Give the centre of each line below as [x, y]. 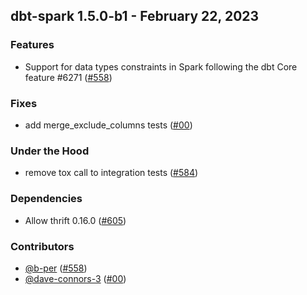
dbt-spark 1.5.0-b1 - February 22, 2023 [135, 16]
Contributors [42, 246]
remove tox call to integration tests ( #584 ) [111, 173]
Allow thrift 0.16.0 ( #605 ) [75, 220]
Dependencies [46, 199]
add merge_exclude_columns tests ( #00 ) [108, 125]
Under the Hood [50, 151]
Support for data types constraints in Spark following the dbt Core [161, 66]
